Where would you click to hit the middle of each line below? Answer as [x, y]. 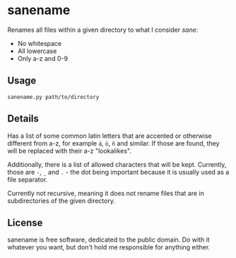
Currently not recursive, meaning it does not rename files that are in [106, 193]
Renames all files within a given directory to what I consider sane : [103, 30]
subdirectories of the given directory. [61, 201]
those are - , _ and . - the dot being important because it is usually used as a [118, 172]
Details [23, 119]
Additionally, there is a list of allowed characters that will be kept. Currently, [117, 164]
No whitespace [40, 43]
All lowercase [37, 51]
